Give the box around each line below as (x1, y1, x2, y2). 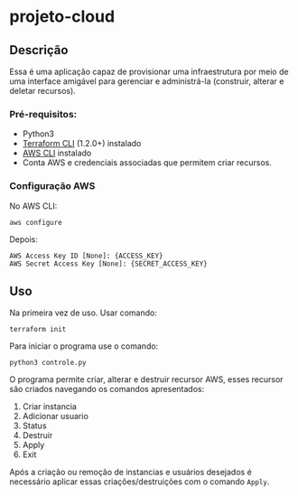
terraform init (9, 325, 67, 334)
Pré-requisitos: (9, 108, 78, 120)
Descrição (9, 42, 69, 58)
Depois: (9, 233, 39, 245)
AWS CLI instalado (22, 147, 92, 159)
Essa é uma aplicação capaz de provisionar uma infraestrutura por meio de (9, 66, 289, 77)
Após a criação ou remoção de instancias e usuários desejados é (9, 467, 253, 478)
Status (22, 420, 47, 431)
